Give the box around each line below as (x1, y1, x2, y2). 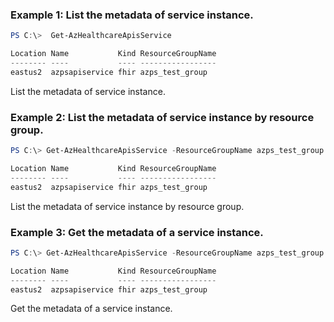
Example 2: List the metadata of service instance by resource (10, 110, 315, 124)
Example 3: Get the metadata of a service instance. (10, 225, 264, 239)
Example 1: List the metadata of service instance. (10, 8, 254, 22)
